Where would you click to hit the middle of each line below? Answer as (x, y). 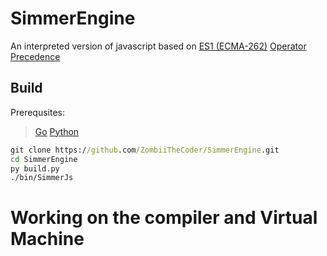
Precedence (35, 56)
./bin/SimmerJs (42, 178)
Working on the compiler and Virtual (164, 218)
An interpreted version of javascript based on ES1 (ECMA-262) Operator (158, 46)
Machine (47, 239)
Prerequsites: (38, 112)
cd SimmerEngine (44, 159)
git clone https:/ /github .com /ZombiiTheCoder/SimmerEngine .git (145, 150)
